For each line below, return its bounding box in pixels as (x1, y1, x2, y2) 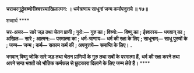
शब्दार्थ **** (6, 17, 30, 24)
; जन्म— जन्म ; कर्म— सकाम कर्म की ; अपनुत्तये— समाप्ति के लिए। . (6, 42, 132, 49)
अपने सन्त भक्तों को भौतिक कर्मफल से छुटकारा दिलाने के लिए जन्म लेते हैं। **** (6, 60, 150, 67)
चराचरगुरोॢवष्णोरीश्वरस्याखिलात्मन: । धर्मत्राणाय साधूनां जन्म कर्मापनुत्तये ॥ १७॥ (6, 6, 149, 12)
